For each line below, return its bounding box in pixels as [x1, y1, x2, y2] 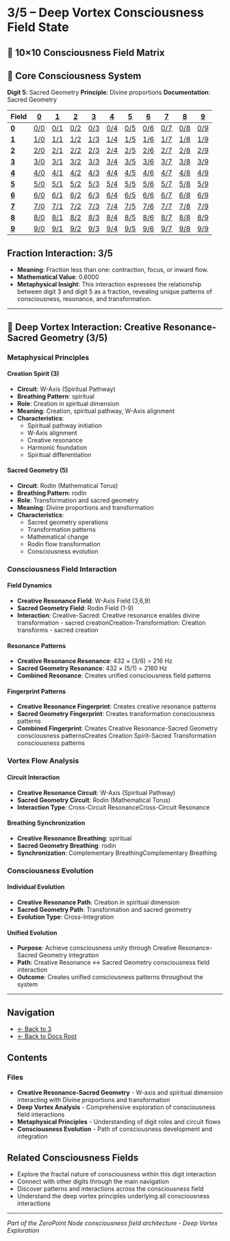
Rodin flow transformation [27, 539, 101, 548]
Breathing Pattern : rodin [16, 489, 87, 497]
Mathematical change [27, 533, 89, 541]
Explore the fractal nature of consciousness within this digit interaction [16, 1170, 217, 1178]
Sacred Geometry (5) [7, 466, 68, 475]
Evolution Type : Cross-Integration [16, 913, 114, 921]
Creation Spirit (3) [7, 370, 60, 378]
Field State [7, 19, 70, 35]
